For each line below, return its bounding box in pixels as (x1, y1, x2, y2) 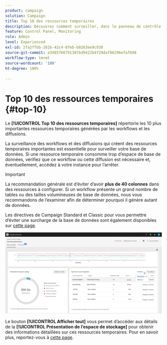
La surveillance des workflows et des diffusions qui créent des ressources (5, 141, 158, 147)
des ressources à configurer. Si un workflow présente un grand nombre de (5, 186, 158, 192)
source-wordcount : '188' (5, 60, 57, 66)
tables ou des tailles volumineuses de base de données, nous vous (5, 192, 143, 198)
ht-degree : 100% (5, 66, 39, 71)
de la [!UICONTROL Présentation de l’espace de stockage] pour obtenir (5, 324, 154, 330)
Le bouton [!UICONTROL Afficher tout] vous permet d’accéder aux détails (5, 319, 158, 325)
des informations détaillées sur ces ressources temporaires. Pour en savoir (5, 329, 159, 335)
